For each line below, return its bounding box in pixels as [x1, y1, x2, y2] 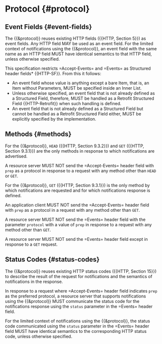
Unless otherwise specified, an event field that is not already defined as [12, 91, 155, 96]
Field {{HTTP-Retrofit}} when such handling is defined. [12, 101, 122, 106]
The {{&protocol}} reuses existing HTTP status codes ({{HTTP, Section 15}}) [5, 268, 157, 274]
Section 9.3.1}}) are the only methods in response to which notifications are [5, 148, 155, 154]
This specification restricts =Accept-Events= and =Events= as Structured [5, 65, 151, 71]
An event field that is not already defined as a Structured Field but [12, 106, 144, 111]
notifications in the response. [5, 279, 63, 284]
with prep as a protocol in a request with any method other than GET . [5, 207, 140, 213]
